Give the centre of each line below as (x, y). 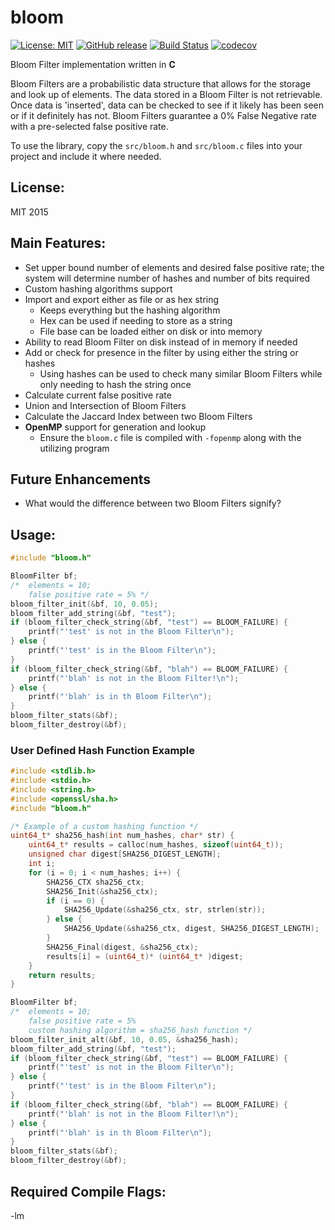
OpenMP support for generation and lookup (115, 427)
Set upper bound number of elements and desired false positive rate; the (174, 267)
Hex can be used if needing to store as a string (136, 320)
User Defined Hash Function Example (102, 750)
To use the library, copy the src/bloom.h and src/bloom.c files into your (156, 145)
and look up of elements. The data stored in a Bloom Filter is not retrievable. (166, 94)
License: (37, 187)
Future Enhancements (81, 479)
